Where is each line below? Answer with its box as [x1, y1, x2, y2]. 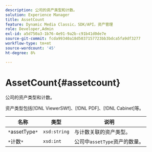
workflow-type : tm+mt [5, 41, 52, 46]
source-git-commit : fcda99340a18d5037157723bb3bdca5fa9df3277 [5, 36, 141, 41]
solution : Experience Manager [5, 12, 70, 17]
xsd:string [42, 129, 70, 135]
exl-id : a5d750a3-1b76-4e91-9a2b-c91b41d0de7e [5, 31, 106, 36]
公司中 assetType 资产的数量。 [74, 138, 144, 145]
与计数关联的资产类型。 [74, 128, 131, 136]
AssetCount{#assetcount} [5, 77, 121, 89]
